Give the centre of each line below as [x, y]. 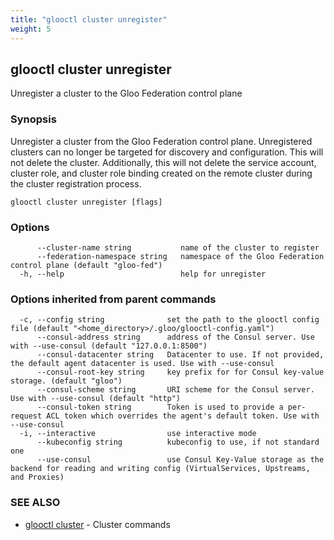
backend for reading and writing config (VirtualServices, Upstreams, [160, 469]
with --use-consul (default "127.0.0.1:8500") [109, 346]
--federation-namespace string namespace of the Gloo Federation [180, 256]
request [26, 416]
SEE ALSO [35, 503]
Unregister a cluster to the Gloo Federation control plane [126, 93]
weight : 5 [31, 29]
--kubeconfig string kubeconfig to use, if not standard [178, 442]
